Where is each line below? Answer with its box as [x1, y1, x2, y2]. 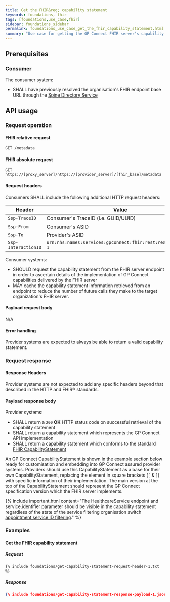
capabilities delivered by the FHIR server [12, 277, 98, 283]
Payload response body [5, 398, 57, 404]
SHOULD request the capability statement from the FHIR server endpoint [12, 266, 164, 272]
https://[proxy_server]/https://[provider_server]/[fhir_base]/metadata [5, 172, 162, 177]
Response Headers [5, 369, 47, 376]
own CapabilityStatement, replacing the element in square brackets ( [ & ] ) [5, 472, 160, 478]
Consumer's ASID [46, 223, 89, 230]
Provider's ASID [46, 231, 84, 238]
